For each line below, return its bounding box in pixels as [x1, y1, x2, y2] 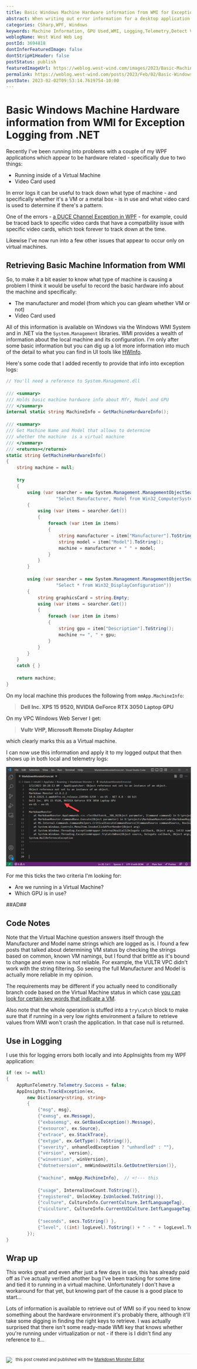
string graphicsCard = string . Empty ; [37, 594, 130, 601]
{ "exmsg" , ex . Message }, [37, 1113, 96, 1119]
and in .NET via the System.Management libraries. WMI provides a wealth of [6, 330, 184, 337]
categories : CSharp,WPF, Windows [6, 22, 88, 28]
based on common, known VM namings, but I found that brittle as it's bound [6, 952, 190, 959]
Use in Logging [6, 1036, 62, 1046]
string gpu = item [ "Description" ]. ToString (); [58, 626, 175, 631]
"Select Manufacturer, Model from [56, 496, 141, 502]
